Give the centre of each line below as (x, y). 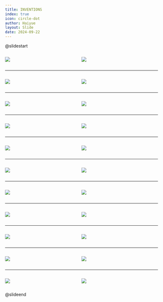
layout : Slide (19, 28)
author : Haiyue (20, 23)
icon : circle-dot (23, 18)
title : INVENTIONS (24, 9)
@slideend (16, 294)
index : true (17, 14)
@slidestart (16, 46)
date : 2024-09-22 (23, 32)
